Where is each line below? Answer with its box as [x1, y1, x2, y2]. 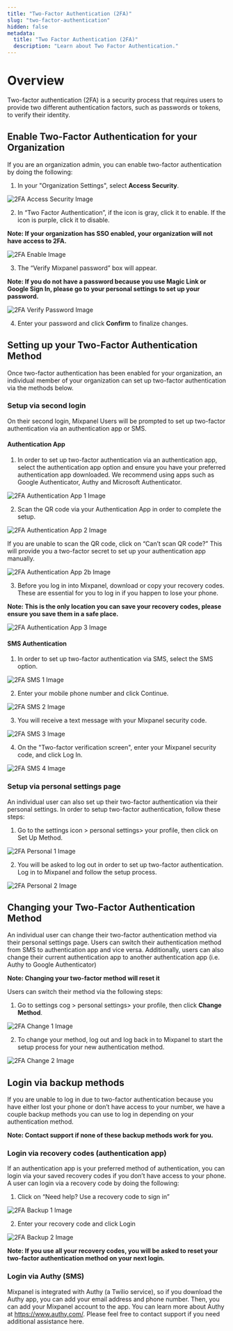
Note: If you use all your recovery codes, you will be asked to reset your [7, 1247, 218, 1255]
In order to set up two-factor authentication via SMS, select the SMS [17, 655, 214, 663]
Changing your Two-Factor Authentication [7, 901, 195, 913]
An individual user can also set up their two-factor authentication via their [7, 797, 218, 806]
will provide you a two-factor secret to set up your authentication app [7, 547, 207, 556]
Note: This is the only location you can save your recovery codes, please [7, 602, 222, 611]
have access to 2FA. [7, 237, 67, 245]
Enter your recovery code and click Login [17, 1219, 136, 1228]
